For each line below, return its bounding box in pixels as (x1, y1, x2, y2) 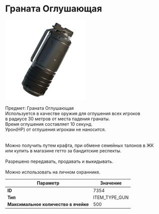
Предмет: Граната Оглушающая (5, 105, 74, 111)
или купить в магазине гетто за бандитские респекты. (5, 147, 122, 153)
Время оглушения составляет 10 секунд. (5, 121, 93, 127)
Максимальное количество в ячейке (7, 201, 89, 207)
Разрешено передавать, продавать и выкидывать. (5, 158, 114, 164)
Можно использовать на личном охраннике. (5, 169, 101, 175)
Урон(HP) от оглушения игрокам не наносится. (5, 126, 106, 132)
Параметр (37, 180, 60, 186)
